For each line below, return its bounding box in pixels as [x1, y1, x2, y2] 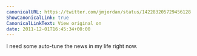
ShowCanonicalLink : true [6, 15, 69, 21]
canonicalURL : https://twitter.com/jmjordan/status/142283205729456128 [6, 9, 191, 15]
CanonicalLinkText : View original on [6, 20, 102, 26]
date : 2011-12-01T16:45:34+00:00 [6, 26, 91, 32]
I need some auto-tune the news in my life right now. [6, 43, 138, 50]
